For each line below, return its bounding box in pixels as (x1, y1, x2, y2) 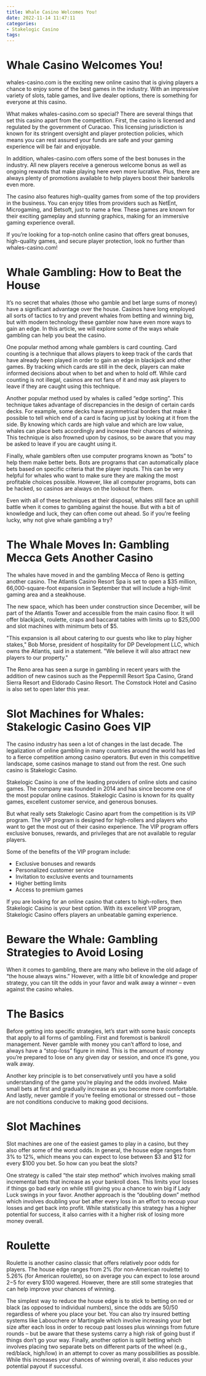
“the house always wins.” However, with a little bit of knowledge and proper (6, 972, 198, 979)
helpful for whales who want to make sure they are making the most (6, 472, 178, 479)
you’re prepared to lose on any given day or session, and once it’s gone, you (6, 1053, 200, 1061)
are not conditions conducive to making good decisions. (6, 1098, 149, 1105)
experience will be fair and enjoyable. (6, 143, 101, 151)
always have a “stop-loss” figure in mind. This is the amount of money (6, 1046, 184, 1054)
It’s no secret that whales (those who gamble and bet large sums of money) (6, 299, 198, 306)
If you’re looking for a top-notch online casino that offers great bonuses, (6, 231, 189, 239)
